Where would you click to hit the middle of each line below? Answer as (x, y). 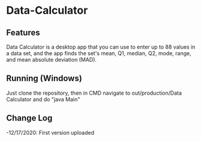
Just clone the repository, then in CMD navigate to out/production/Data (94, 93)
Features (23, 33)
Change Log (29, 118)
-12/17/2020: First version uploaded (50, 132)
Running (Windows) (44, 78)
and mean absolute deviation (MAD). (52, 60)
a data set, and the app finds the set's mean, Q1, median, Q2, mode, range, (99, 53)
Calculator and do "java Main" (43, 99)
